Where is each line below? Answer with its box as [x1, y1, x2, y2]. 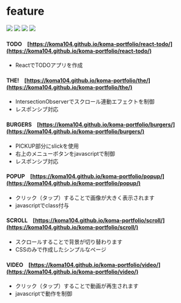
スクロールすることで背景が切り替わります [15, 238, 123, 245]
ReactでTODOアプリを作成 [15, 61, 83, 69]
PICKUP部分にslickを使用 [15, 142, 79, 150]
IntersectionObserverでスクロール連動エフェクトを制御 [15, 98, 155, 105]
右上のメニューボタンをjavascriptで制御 [15, 150, 115, 157]
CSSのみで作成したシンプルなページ [15, 245, 107, 253]
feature [6, 4, 45, 18]
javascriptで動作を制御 [15, 290, 72, 297]
